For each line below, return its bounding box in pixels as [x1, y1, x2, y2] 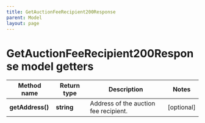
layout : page [6, 20, 40, 26]
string [56, 103, 74, 111]
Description [108, 85, 143, 94]
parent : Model [6, 15, 43, 21]
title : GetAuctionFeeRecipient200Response [6, 9, 116, 15]
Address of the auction [90, 99, 156, 108]
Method [18, 82, 41, 90]
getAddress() [9, 103, 49, 111]
